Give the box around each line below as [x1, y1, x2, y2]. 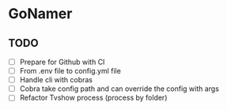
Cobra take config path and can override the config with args [19, 84, 220, 93]
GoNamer [8, 5, 73, 23]
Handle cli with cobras [19, 75, 93, 85]
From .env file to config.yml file [19, 66, 121, 76]
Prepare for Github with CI [19, 57, 105, 66]
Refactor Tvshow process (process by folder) [19, 93, 168, 103]
